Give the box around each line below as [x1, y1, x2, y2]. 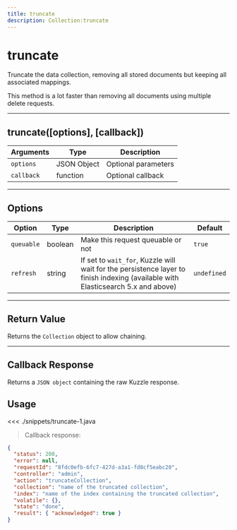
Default [197, 223, 223, 233]
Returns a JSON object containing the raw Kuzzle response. [7, 378, 180, 386]
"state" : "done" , [13, 503, 65, 510]
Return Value [7, 313, 66, 325]
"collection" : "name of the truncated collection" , [13, 483, 169, 490]
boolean [47, 239, 74, 249]
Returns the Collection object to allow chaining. [7, 332, 147, 340]
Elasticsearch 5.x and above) [80, 282, 177, 291]
